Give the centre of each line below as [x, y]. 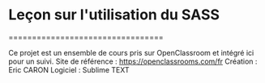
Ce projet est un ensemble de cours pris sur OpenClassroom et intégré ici [131, 52]
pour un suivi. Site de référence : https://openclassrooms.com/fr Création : [133, 61]
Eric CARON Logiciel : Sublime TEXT [69, 69]
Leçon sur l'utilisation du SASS [114, 15]
